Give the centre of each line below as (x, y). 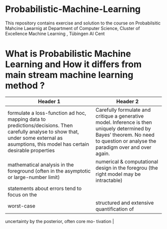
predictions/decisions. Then (40, 125)
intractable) (109, 180)
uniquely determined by (123, 128)
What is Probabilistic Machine (68, 54)
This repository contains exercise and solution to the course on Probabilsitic (83, 23)
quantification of (115, 209)
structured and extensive (125, 203)
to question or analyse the (126, 141)
